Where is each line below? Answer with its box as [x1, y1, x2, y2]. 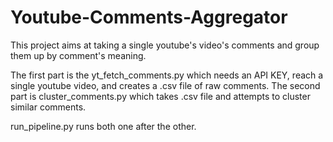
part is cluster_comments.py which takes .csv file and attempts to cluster [10, 90, 311, 102]
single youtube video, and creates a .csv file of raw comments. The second [10, 79, 321, 91]
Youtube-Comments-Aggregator [10, 6, 288, 29]
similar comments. [10, 101, 87, 113]
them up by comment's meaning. [10, 49, 147, 61]
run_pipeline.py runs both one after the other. [10, 120, 197, 132]
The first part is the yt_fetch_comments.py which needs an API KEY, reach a [10, 69, 324, 81]
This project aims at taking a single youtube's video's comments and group [10, 39, 320, 51]
